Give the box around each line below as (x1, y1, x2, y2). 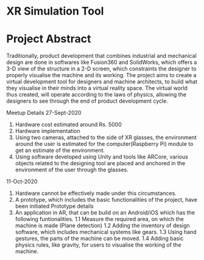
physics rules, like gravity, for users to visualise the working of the (15, 241, 181, 248)
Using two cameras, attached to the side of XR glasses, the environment (15, 134, 197, 141)
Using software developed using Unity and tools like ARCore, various (15, 153, 189, 160)
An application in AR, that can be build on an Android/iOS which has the (15, 209, 195, 216)
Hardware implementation (15, 128, 80, 135)
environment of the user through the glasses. (15, 166, 129, 174)
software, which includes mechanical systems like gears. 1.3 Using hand (15, 228, 197, 236)
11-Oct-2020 (6, 178, 38, 185)
